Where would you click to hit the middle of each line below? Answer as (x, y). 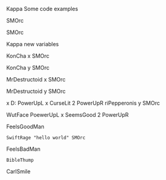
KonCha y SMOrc (28, 67)
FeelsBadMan (23, 149)
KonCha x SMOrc (28, 56)
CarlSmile (19, 171)
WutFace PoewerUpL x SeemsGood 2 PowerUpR (67, 115)
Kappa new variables (33, 44)
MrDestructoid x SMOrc (36, 79)
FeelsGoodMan (25, 126)
